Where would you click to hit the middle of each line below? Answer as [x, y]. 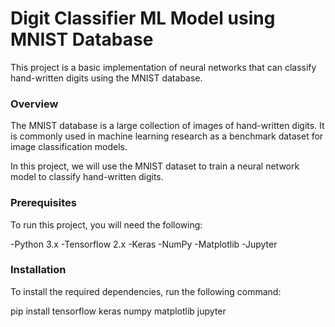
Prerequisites [43, 203]
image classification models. [69, 147]
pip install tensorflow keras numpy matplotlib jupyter [118, 311]
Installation [38, 270]
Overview [34, 104]
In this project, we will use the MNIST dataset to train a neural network [155, 166]
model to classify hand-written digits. [87, 177]
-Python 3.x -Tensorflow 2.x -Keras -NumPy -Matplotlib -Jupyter [144, 244]
